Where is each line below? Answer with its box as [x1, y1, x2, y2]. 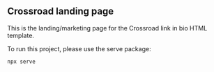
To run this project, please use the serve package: [7, 44, 151, 53]
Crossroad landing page [7, 6, 114, 17]
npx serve [7, 58, 36, 65]
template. [7, 31, 35, 39]
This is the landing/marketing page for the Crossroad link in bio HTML [7, 24, 208, 32]
